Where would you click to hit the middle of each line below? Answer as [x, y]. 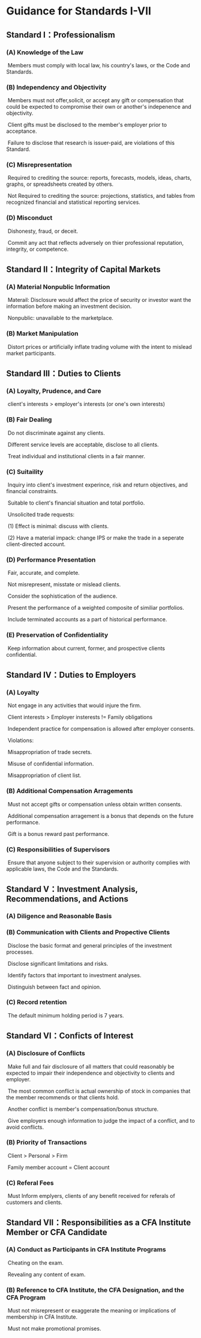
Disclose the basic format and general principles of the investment [90, 945]
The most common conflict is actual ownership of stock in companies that [99, 1091]
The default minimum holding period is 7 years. [66, 1015]
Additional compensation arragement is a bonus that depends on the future [100, 815]
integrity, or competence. [37, 249]
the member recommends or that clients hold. [63, 1097]
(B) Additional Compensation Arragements [70, 791]
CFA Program [26, 1297]
